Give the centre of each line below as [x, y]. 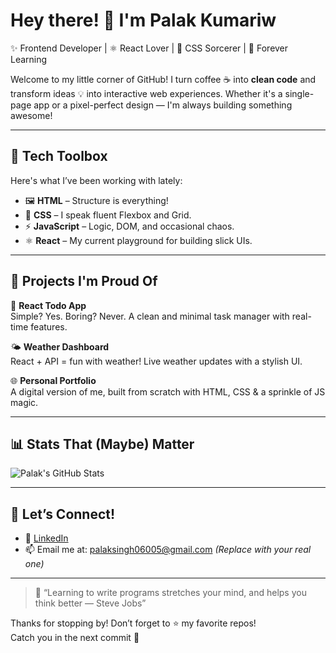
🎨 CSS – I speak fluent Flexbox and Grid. [108, 215]
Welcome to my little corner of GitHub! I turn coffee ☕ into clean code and [163, 79]
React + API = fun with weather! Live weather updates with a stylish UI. [156, 361]
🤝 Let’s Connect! [63, 514]
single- [299, 93]
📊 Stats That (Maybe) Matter [102, 444]
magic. [24, 402]
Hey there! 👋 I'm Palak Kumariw [143, 20]
